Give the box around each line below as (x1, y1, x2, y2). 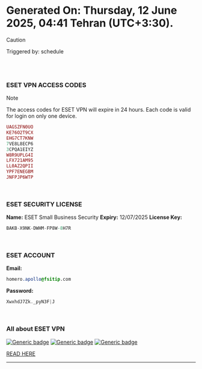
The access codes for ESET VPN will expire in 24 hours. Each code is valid (6, 106, 191, 113)
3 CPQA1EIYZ (6, 146, 34, 152)
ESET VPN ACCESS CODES (6, 80, 87, 89)
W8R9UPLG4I (6, 152, 34, 158)
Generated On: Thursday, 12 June (6, 4, 177, 17)
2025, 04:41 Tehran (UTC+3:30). (6, 16, 174, 30)
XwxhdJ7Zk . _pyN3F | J (6, 299, 55, 305)
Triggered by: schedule (6, 47, 64, 55)
